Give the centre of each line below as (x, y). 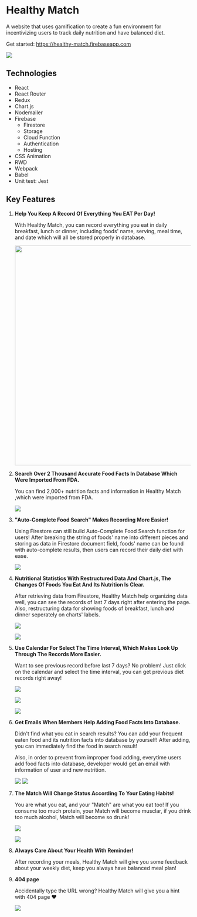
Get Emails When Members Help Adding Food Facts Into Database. (97, 722)
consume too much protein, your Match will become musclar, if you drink (103, 811)
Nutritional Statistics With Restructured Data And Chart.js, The (93, 578)
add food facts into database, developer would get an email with (92, 763)
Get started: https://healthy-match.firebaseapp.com (69, 44)
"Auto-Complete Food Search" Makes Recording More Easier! (91, 520)
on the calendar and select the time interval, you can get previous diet (99, 671)
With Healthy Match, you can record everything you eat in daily (91, 225)
